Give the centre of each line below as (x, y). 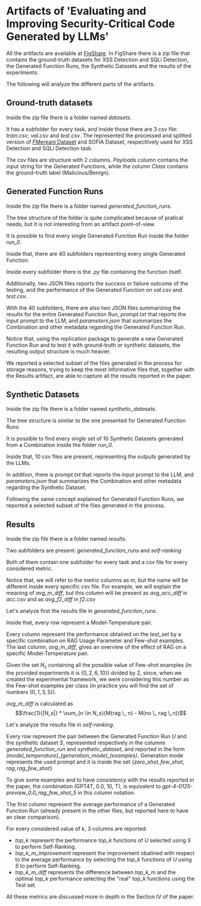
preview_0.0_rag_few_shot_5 (41, 792)
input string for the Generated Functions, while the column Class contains (97, 166)
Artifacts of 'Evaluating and (76, 11)
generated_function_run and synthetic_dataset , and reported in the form (95, 749)
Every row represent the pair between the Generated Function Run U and (97, 736)
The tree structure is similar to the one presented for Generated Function (96, 421)
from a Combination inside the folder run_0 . (60, 445)
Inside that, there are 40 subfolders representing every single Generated (96, 254)
